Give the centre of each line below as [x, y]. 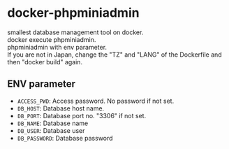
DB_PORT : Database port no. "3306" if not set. [82, 115]
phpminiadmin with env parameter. [57, 47]
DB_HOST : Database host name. [61, 108]
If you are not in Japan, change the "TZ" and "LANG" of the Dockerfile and [114, 55]
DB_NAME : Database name [53, 123]
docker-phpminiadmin [73, 13]
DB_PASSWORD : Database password [65, 138]
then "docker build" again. [45, 62]
